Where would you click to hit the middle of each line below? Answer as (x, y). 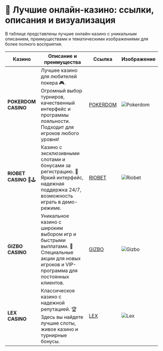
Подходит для (57, 127)
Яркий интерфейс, (62, 177)
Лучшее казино (59, 70)
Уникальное (55, 216)
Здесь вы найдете (62, 317)
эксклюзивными (60, 153)
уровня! (50, 139)
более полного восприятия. (34, 44)
